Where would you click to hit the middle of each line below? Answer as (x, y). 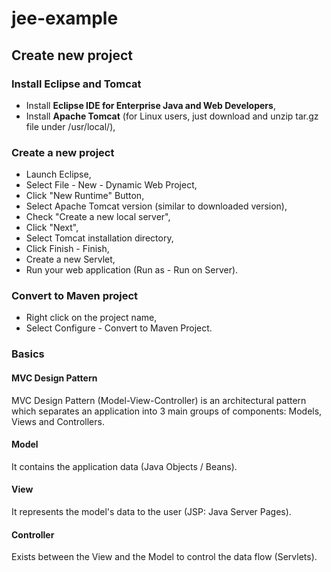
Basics (28, 354)
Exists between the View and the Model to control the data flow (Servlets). (164, 557)
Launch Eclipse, (58, 174)
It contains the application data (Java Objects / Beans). (124, 466)
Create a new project (63, 152)
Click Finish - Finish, (67, 249)
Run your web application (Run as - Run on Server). (132, 270)
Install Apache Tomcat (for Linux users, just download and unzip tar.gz (172, 116)
